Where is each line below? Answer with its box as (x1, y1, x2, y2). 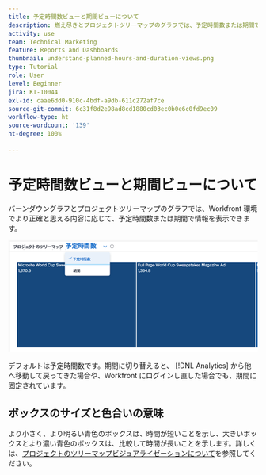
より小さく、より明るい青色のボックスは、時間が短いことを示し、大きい (8, 429, 244, 439)
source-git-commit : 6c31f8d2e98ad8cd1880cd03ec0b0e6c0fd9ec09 (8, 105, 218, 113)
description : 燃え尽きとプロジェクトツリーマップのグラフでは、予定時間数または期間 (8, 21, 255, 29)
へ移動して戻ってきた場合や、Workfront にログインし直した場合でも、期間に (8, 371, 257, 381)
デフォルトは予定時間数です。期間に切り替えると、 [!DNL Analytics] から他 (8, 361, 252, 370)
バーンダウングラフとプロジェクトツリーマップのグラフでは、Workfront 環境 (8, 203, 258, 213)
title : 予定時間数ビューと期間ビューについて (8, 13, 139, 21)
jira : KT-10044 (8, 88, 59, 96)
